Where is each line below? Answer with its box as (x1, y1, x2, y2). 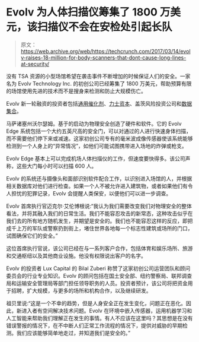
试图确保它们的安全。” (6, 232, 58, 239)
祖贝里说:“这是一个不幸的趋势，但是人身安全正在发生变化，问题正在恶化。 (6, 299, 187, 306)
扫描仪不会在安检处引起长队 (37, 20, 173, 34)
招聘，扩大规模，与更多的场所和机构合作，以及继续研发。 (11, 287, 152, 294)
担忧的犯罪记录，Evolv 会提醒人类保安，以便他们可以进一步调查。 (11, 189, 172, 197)
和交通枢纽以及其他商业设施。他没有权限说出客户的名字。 (6, 252, 146, 259)
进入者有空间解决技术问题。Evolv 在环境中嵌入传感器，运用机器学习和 (21, 307, 192, 314)
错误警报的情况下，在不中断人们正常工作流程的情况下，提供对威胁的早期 (6, 322, 182, 329)
